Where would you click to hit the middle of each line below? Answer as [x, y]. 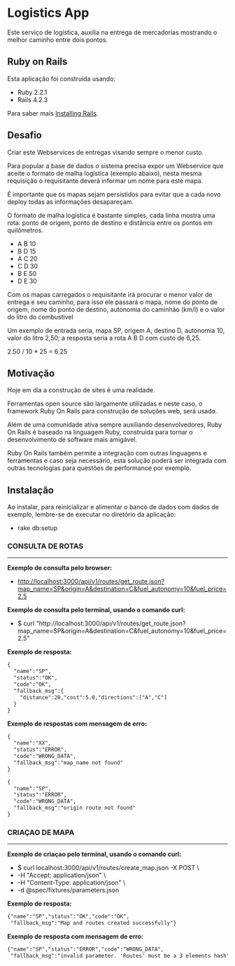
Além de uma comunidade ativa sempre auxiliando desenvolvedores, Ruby [115, 425]
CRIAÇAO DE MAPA [41, 832]
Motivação [31, 373]
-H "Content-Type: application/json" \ [71, 883]
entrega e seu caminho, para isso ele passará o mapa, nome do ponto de [113, 302]
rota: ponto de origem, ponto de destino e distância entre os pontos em [110, 223]
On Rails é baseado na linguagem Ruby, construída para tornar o [100, 432]
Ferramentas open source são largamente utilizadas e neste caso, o [105, 403]
